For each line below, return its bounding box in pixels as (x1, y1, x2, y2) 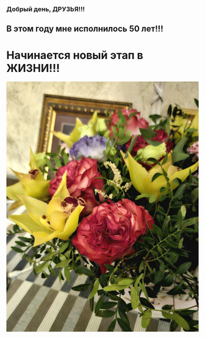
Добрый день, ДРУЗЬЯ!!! (6, 5, 85, 13)
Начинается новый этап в (6, 48, 143, 62)
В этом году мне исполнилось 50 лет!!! (6, 24, 164, 34)
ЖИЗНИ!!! (6, 61, 60, 75)
